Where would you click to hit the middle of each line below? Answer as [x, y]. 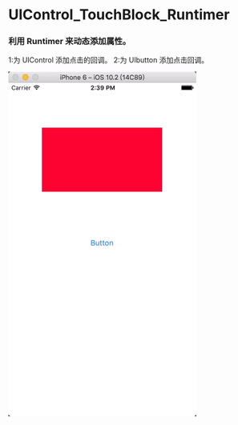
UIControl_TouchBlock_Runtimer [119, 15]
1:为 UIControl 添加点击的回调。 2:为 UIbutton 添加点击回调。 [109, 60]
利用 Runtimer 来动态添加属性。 [70, 42]
